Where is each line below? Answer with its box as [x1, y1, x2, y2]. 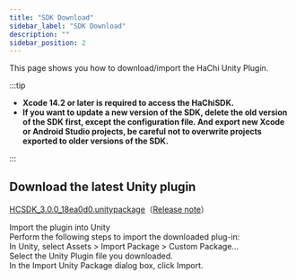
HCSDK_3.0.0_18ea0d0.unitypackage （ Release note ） [9, 204, 209, 215]
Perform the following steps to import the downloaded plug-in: [9, 232, 240, 242]
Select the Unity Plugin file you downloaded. [9, 250, 173, 261]
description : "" [9, 30, 70, 39]
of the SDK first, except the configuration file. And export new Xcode [22, 117, 285, 127]
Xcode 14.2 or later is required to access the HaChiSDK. [22, 98, 235, 109]
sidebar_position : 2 [9, 38, 87, 48]
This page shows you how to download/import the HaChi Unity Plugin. [9, 63, 269, 74]
